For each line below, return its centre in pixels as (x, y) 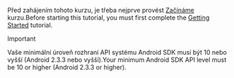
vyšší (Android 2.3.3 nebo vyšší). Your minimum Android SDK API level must (117, 60)
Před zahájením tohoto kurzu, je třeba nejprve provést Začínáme (101, 10)
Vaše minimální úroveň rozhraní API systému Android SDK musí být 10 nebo (117, 52)
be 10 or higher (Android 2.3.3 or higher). (67, 67)
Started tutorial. (30, 25)
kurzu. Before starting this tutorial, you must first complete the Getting (109, 18)
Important (22, 39)
